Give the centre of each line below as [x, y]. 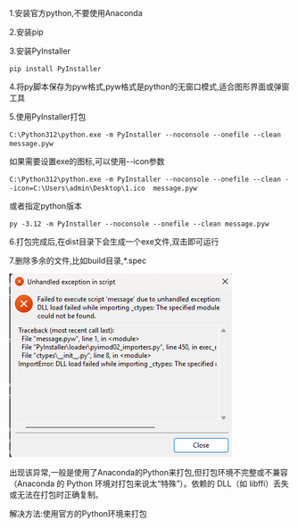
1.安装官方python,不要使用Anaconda [76, 13]
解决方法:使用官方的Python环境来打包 [78, 514]
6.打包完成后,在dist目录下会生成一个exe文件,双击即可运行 [114, 242]
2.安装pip [27, 32]
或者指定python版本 [46, 206]
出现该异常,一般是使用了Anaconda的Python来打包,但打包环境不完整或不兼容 [149, 472]
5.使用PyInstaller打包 [48, 117]
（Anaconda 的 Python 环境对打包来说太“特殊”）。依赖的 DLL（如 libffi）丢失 [149, 483]
